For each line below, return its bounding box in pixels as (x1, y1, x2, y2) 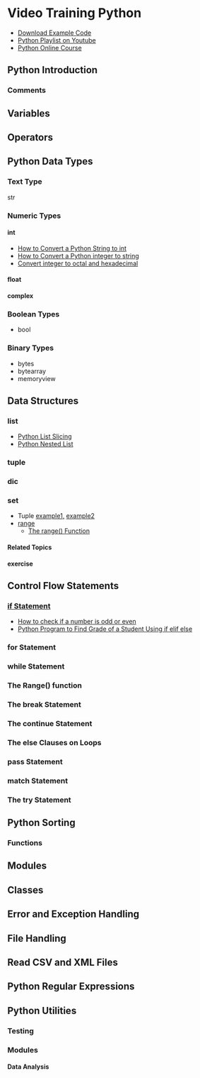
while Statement (7, 661, 65, 671)
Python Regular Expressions (7, 981, 135, 993)
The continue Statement (7, 718, 93, 728)
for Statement (7, 642, 57, 652)
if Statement (7, 601, 51, 611)
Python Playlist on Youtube (17, 35, 97, 44)
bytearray (17, 367, 47, 375)
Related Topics (7, 543, 52, 551)
